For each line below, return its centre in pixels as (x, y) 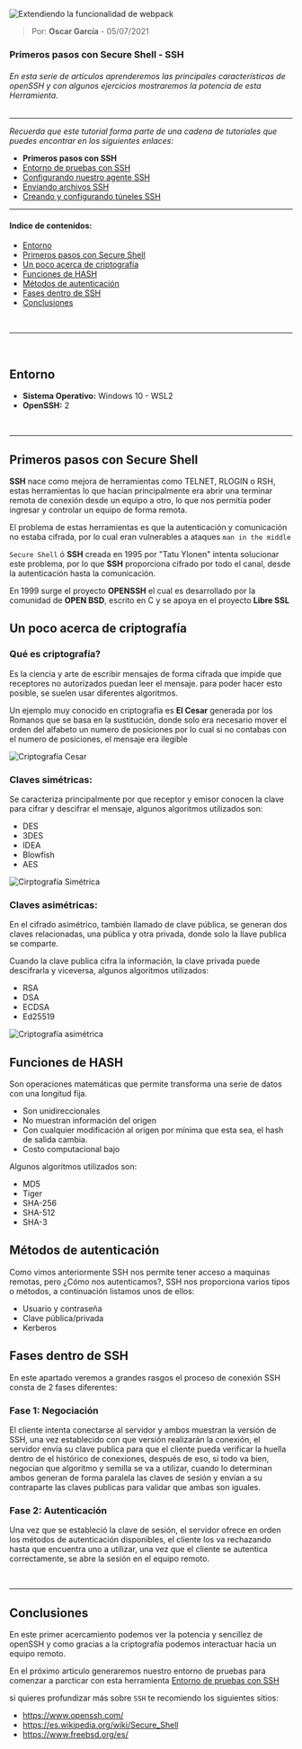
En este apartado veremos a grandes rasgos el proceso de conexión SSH (145, 1377)
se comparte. (34, 944)
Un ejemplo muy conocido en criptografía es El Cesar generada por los (141, 710)
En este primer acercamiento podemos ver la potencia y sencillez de (136, 1635)
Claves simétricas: (51, 779)
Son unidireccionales (61, 1111)
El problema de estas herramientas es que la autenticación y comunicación (148, 527)
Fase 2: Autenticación (58, 1510)
